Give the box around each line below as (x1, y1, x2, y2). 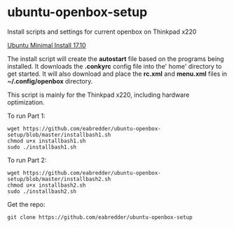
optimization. (7, 98, 45, 106)
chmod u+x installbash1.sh (7, 138, 86, 145)
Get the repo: (7, 200, 46, 208)
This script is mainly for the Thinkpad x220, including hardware (7, 90, 190, 99)
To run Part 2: (7, 156, 47, 164)
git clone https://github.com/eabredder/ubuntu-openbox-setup (7, 213, 193, 221)
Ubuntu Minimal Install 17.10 (7, 41, 86, 49)
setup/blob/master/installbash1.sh (7, 131, 111, 138)
